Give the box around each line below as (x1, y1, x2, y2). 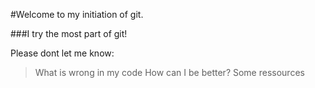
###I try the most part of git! (10, 28, 128, 39)
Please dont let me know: (10, 47, 115, 59)
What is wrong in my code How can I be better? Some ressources (34, 67, 305, 78)
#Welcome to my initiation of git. (10, 9, 144, 20)
